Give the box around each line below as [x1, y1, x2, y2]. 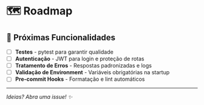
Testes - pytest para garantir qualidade [15, 48, 114, 56]
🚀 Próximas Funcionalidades [6, 32, 116, 42]
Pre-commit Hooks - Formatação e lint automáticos [15, 75, 145, 83]
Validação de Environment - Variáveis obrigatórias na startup [15, 69, 170, 76]
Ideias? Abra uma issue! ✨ [6, 94, 73, 101]
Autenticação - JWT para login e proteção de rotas [15, 55, 144, 63]
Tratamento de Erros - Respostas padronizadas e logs [15, 62, 152, 69]
